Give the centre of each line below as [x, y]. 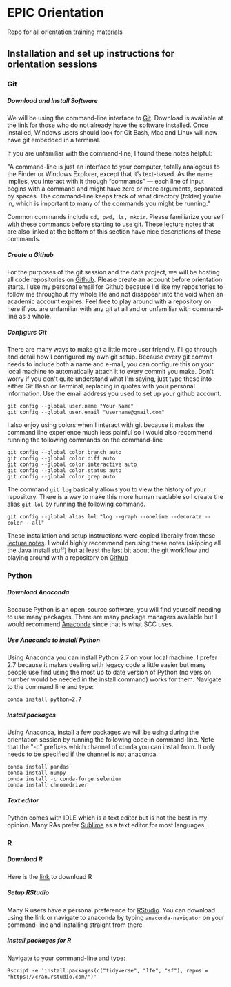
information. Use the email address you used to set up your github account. [114, 394]
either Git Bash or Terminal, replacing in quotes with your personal [101, 386]
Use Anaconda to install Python [54, 640]
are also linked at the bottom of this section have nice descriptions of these [114, 232]
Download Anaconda [38, 592]
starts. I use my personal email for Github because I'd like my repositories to [115, 287]
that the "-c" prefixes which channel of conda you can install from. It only [111, 746]
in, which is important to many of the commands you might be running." [109, 204]
